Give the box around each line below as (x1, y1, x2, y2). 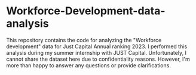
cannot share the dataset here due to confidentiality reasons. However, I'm (6, 55, 190, 62)
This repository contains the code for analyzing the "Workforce (6, 36, 162, 43)
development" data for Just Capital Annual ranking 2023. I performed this (6, 43, 187, 50)
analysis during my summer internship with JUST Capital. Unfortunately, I (6, 49, 187, 56)
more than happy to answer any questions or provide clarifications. (6, 61, 171, 69)
